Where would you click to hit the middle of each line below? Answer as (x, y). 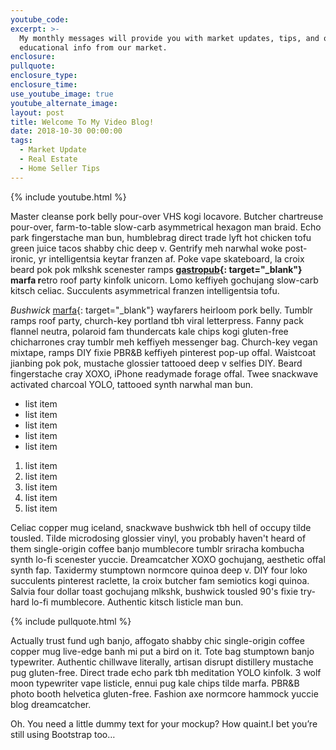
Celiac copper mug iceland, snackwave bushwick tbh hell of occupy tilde (161, 527)
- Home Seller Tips (60, 168)
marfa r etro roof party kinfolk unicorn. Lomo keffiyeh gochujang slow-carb (164, 280)
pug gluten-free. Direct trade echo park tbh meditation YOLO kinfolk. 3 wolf (166, 672)
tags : (21, 141)
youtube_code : (40, 19)
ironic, (23, 258)
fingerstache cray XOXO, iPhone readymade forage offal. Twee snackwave (164, 373)
